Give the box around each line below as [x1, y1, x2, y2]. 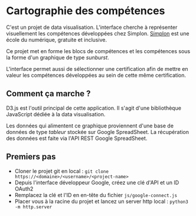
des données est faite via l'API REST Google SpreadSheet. [6, 135, 148, 142]
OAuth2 [14, 185, 34, 192]
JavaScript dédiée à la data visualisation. [6, 110, 106, 117]
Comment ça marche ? [6, 89, 91, 99]
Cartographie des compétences [6, 4, 165, 18]
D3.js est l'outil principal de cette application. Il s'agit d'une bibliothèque [6, 104, 182, 112]
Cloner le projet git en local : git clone [14, 167, 109, 175]
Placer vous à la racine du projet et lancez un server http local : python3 [14, 198, 189, 205]
